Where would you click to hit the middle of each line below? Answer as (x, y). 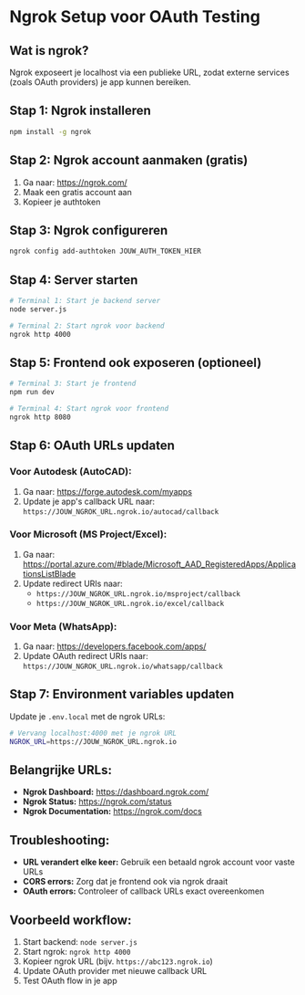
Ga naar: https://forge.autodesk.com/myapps (107, 491)
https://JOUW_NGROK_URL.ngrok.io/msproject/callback (138, 594)
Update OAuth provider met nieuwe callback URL (115, 971)
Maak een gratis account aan (77, 192)
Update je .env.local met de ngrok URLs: (87, 716)
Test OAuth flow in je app (70, 981)
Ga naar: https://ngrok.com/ (75, 182)
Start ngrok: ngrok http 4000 (76, 952)
